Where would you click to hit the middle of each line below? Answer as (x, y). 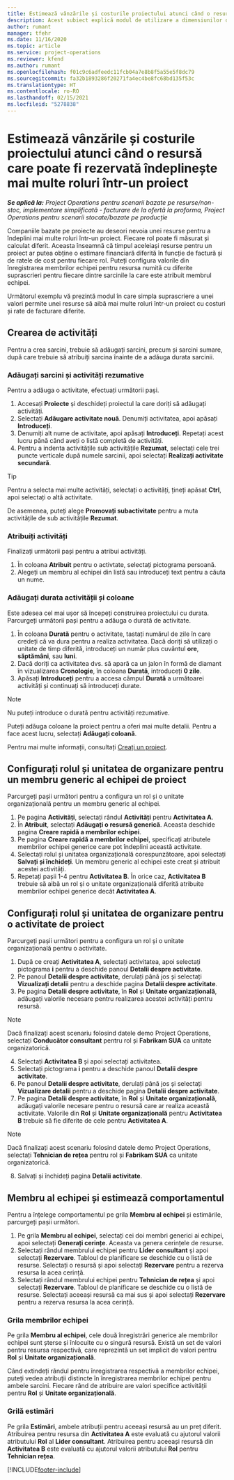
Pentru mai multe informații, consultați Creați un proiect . (87, 747)
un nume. (31, 579)
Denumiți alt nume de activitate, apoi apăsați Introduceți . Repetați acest (120, 433)
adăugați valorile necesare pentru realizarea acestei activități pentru (115, 999)
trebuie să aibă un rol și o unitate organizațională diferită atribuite (110, 884)
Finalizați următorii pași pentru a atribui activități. (77, 552)
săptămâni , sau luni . (47, 656)
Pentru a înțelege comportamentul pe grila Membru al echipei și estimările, (115, 1214)
